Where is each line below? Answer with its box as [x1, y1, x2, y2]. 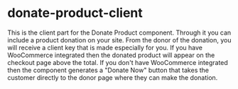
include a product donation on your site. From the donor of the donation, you [7, 35, 232, 44]
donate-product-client [7, 5, 144, 21]
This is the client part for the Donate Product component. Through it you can [7, 28, 232, 37]
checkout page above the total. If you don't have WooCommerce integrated [7, 58, 229, 66]
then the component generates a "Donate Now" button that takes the [7, 66, 210, 74]
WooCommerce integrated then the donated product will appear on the [7, 51, 215, 59]
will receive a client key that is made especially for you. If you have [7, 43, 202, 52]
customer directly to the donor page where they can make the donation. [7, 73, 218, 82]
